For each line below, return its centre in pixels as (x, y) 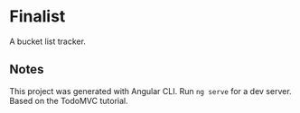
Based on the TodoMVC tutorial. (69, 100)
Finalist (37, 17)
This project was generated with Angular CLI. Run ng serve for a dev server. (150, 91)
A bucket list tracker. (47, 41)
